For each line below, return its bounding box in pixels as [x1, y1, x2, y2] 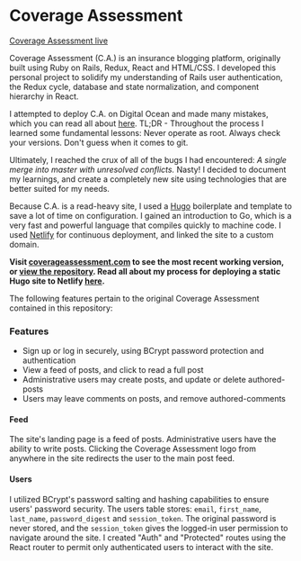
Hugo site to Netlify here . [9, 276, 105, 286]
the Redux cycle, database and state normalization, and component [9, 81, 260, 92]
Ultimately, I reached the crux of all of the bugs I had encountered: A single [9, 154, 288, 165]
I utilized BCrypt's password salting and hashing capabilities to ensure [9, 493, 270, 504]
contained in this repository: [9, 303, 113, 313]
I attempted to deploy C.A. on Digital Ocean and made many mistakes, [9, 108, 269, 119]
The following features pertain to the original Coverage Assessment [9, 293, 260, 303]
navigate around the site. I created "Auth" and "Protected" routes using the [9, 532, 286, 543]
